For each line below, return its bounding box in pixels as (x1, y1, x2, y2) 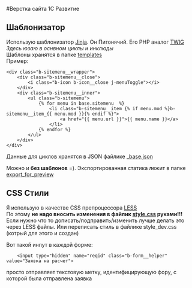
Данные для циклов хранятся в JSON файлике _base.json (6, 153, 153, 160)
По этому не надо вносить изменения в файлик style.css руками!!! (6, 210, 183, 217)
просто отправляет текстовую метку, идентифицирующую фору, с (6, 268, 177, 275)
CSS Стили (6, 188, 49, 198)
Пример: (6, 57, 29, 65)
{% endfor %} (38, 126, 71, 132)
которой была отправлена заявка (6, 275, 92, 282)
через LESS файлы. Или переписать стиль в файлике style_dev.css (6, 223, 177, 230)
